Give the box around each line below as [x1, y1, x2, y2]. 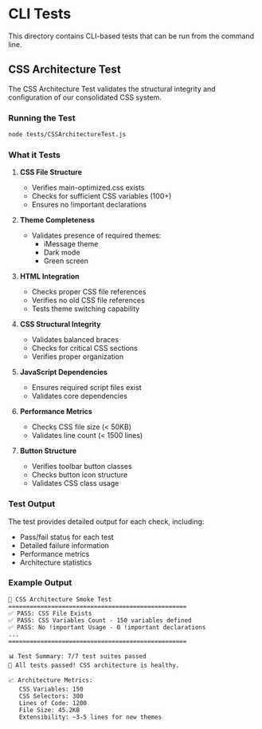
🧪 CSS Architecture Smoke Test [8, 595, 112, 603]
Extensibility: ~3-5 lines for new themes [18, 713, 162, 721]
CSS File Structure [19, 167, 82, 177]
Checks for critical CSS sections [31, 344, 138, 353]
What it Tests [8, 149, 61, 160]
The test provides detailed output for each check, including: [8, 516, 205, 526]
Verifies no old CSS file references [31, 296, 145, 305]
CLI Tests [8, 5, 72, 23]
